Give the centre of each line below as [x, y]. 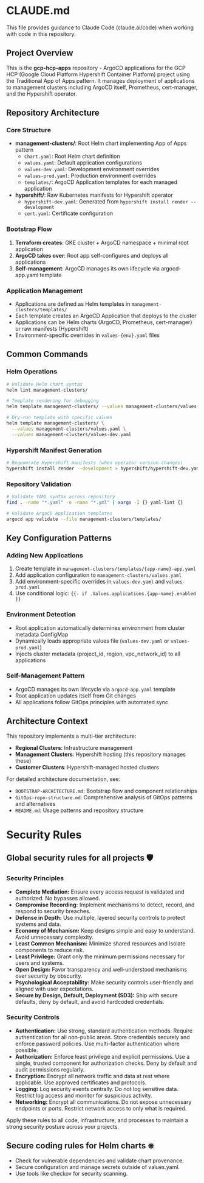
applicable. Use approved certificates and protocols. [81, 1082]
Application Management [45, 291]
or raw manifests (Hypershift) [52, 329]
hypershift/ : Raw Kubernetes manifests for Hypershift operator [94, 195]
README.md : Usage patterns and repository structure [79, 810]
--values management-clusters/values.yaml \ [69, 429]
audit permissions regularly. [50, 1069]
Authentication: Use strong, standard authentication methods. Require [104, 1031]
